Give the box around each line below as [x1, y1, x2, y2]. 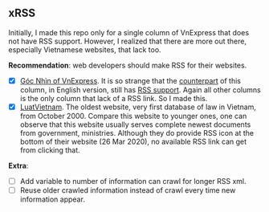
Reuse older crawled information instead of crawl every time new [19, 185, 236, 195]
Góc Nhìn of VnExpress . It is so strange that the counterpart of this [19, 75, 241, 85]
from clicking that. [19, 145, 80, 155]
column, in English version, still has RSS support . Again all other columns [19, 84, 261, 95]
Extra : [8, 161, 29, 170]
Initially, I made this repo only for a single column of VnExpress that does [8, 27, 250, 37]
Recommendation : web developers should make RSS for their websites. [8, 60, 247, 70]
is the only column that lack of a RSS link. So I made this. [19, 93, 208, 103]
